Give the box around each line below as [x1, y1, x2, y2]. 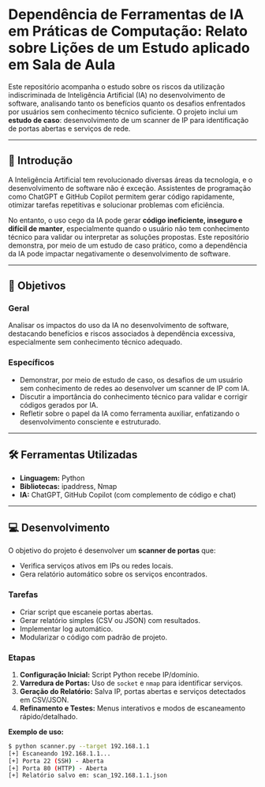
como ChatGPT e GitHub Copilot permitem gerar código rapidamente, [8, 192, 235, 201]
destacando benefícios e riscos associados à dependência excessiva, [8, 329, 236, 338]
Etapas [8, 652, 35, 663]
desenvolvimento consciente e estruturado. [19, 416, 162, 427]
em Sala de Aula [8, 56, 116, 74]
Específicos [8, 357, 55, 368]
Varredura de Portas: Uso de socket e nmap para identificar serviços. [19, 678, 243, 688]
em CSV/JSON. [19, 695, 69, 704]
